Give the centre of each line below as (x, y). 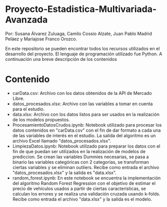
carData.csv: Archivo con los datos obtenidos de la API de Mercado (82, 93)
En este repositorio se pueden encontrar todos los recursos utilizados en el (82, 48)
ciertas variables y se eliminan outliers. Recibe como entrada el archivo (86, 167)
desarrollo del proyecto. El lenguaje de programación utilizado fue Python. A (84, 54)
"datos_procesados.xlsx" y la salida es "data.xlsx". (64, 173)
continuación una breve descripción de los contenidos (61, 59)
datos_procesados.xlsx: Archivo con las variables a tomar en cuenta (82, 104)
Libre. (18, 98)
